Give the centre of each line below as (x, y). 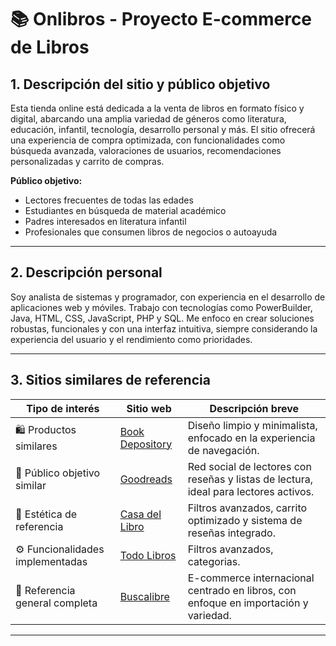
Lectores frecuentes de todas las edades (109, 200)
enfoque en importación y (248, 603)
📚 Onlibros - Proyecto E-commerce (161, 19)
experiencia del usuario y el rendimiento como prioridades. (131, 339)
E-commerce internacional (251, 578)
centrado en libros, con (242, 590)
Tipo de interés (63, 408)
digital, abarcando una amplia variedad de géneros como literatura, (148, 119)
